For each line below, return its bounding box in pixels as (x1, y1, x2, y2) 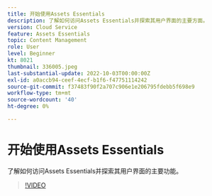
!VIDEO (24, 180, 46, 189)
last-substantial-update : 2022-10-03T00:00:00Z (7, 70, 151, 77)
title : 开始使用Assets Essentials (7, 10, 105, 18)
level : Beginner (7, 50, 55, 58)
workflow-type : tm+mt (7, 89, 72, 97)
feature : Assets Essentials (7, 30, 91, 38)
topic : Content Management (7, 37, 87, 44)
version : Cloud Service (7, 23, 78, 31)
